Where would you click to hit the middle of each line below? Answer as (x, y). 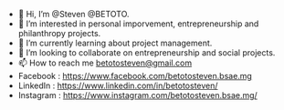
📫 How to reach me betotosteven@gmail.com (105, 63)
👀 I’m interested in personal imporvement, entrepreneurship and (138, 24)
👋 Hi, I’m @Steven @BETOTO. (74, 14)
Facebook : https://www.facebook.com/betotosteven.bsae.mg (135, 76)
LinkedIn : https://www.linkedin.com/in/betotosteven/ (118, 85)
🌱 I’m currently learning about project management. (115, 43)
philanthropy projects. (59, 33)
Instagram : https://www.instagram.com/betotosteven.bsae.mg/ (137, 95)
